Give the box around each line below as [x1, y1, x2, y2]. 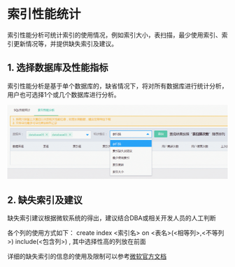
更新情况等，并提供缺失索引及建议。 [13, 39, 117, 47]
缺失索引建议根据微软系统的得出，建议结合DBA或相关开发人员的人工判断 [7, 214, 216, 222]
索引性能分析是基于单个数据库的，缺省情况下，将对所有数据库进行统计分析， [7, 82, 228, 90]
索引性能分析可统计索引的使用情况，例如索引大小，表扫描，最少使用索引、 [7, 31, 222, 39]
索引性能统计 [7, 6, 82, 22]
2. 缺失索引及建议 [7, 194, 83, 206]
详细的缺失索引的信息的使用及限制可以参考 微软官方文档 [7, 252, 166, 261]
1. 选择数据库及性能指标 [7, 62, 108, 74]
